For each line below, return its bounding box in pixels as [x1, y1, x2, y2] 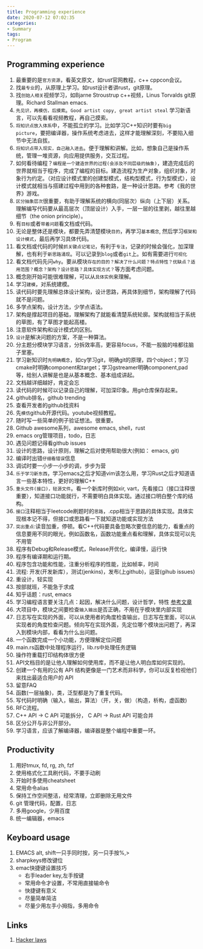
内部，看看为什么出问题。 [36, 628, 101, 635]
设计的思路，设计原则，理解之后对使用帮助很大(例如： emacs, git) [15, 447, 180, 454]
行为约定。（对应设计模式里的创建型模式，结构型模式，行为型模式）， [21, 174, 191, 182]
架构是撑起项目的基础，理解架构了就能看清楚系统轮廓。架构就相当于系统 [15, 310, 196, 318]
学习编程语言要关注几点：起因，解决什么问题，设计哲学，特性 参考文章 [15, 598, 192, 605]
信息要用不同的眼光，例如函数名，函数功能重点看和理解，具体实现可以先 [15, 530, 196, 537]
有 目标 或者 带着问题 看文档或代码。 [15, 220, 96, 227]
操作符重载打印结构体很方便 [15, 651, 85, 658]
